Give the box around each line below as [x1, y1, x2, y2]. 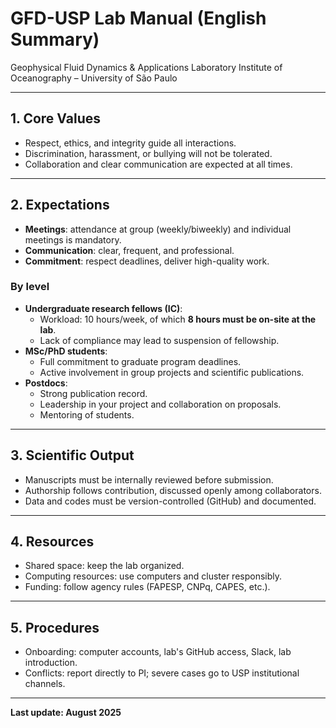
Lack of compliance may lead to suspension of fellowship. [39, 334, 280, 346]
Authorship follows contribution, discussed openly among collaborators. [24, 484, 322, 496]
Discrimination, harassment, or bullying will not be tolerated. [24, 147, 273, 159]
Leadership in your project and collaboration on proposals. [39, 398, 282, 410]
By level [10, 280, 50, 294]
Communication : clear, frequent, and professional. [24, 244, 235, 256]
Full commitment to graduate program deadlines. [39, 355, 242, 367]
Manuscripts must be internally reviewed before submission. [24, 473, 274, 486]
